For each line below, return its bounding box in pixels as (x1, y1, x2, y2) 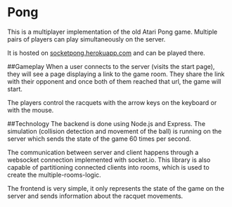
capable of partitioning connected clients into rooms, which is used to (7, 163, 210, 171)
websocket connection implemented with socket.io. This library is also (7, 156, 211, 164)
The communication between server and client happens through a (7, 148, 199, 156)
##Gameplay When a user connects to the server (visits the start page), (7, 62, 215, 70)
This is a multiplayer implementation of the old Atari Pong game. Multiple (7, 27, 218, 36)
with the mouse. (7, 106, 54, 114)
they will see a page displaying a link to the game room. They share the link (7, 70, 225, 78)
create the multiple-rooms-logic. (7, 170, 102, 179)
